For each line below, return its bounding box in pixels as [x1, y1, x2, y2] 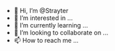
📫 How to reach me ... [13, 37, 79, 44]
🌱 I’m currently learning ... [13, 21, 89, 29]
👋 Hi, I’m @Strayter [13, 7, 68, 14]
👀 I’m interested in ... [13, 14, 73, 22]
